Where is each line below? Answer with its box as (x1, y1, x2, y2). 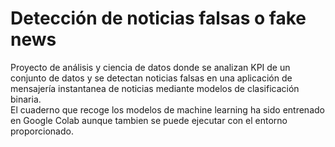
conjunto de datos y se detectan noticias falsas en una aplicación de (10, 72, 293, 84)
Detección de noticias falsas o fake (10, 7, 307, 30)
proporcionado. (10, 125, 74, 137)
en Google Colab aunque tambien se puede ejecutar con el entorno (10, 114, 288, 126)
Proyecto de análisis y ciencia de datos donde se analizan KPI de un (10, 61, 291, 73)
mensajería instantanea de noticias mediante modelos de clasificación (10, 82, 300, 94)
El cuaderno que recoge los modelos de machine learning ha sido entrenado (10, 103, 325, 116)
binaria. (10, 93, 42, 105)
